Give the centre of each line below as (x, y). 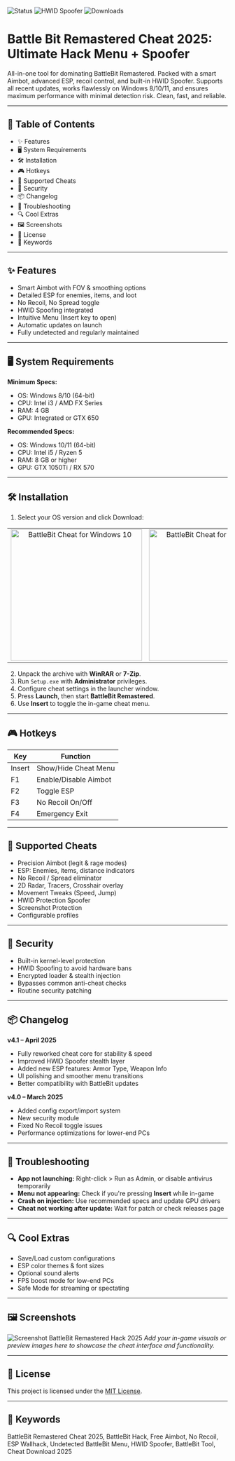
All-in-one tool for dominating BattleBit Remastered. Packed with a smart (112, 73)
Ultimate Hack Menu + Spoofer (99, 54)
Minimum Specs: (33, 382)
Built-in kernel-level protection (61, 960)
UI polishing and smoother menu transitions (80, 1076)
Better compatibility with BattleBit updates (78, 1084)
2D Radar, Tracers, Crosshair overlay (70, 885)
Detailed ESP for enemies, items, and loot (77, 295)
